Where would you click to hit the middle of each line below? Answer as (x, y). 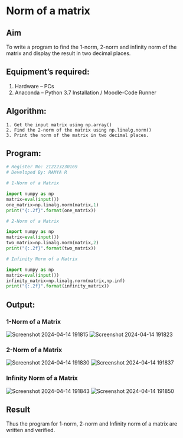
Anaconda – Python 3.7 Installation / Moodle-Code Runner (85, 92)
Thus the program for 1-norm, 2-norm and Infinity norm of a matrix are (92, 424)
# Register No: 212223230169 (42, 167)
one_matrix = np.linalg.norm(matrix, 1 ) (53, 205)
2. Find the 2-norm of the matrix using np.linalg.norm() (79, 130)
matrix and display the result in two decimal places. (68, 53)
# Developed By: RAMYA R (37, 172)
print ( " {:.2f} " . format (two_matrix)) (51, 248)
